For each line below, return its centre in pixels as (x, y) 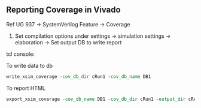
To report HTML (26, 88)
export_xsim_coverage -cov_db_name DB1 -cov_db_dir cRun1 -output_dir (96, 99)
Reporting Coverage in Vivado (63, 10)
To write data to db (29, 65)
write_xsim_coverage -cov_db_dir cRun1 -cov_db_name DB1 (79, 76)
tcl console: (20, 54)
